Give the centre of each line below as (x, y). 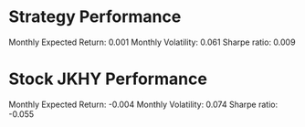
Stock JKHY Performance (108, 79)
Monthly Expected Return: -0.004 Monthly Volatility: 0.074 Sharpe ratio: (143, 104)
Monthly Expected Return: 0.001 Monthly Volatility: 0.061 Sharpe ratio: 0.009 (152, 42)
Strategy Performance (95, 17)
